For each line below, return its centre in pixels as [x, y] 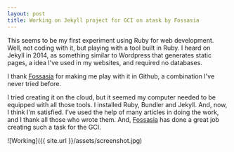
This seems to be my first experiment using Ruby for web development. [111, 40]
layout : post [26, 14]
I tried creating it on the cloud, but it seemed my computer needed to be [112, 97]
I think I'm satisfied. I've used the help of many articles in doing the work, [113, 112]
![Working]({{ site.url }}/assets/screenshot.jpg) [75, 140]
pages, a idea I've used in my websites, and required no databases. [105, 62]
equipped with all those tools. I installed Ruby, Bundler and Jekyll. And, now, [117, 104]
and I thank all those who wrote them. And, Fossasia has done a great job [113, 119]
